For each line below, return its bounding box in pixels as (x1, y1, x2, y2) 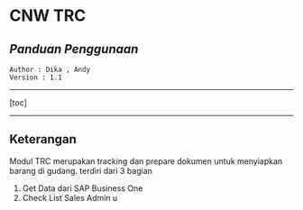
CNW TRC (9, 5, 87, 26)
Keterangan (9, 132, 77, 147)
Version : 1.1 (9, 73, 63, 82)
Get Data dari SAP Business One (22, 182, 143, 194)
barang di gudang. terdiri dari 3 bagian (9, 165, 153, 176)
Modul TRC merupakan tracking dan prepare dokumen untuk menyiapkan (9, 155, 283, 167)
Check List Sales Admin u (22, 192, 118, 203)
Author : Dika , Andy (9, 65, 91, 74)
